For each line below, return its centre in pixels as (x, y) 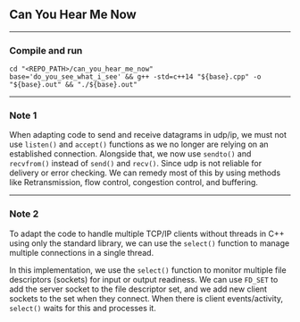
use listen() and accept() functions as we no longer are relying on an (139, 144)
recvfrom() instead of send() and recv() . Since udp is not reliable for (136, 164)
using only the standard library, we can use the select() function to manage (150, 243)
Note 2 (24, 214)
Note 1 (23, 115)
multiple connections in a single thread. (82, 252)
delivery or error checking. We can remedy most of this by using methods (145, 173)
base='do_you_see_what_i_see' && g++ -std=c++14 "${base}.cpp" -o (135, 77)
